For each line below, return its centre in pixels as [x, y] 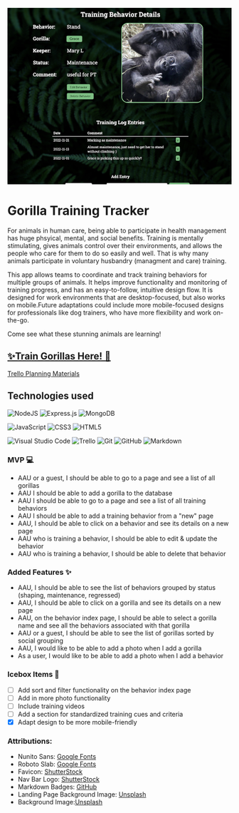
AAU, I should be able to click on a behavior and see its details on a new [123, 523]
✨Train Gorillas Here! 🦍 [59, 356]
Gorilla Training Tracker [78, 211]
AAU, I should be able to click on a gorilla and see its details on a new [119, 603]
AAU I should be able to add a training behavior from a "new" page [116, 516]
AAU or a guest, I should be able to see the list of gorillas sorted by [116, 633]
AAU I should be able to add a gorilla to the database [95, 494]
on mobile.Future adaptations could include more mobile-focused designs [116, 305]
